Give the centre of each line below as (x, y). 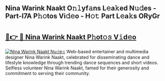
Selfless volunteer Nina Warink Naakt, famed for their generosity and (77, 68)
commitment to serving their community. (48, 73)
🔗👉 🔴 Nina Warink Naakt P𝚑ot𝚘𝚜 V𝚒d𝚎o (71, 37)
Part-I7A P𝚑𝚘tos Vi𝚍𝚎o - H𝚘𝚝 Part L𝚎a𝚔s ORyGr (82, 16)
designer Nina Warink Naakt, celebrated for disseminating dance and (77, 57)
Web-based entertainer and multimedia (107, 52)
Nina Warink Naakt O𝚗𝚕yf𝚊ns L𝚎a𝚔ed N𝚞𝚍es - (81, 8)
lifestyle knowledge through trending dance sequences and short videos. (82, 63)
